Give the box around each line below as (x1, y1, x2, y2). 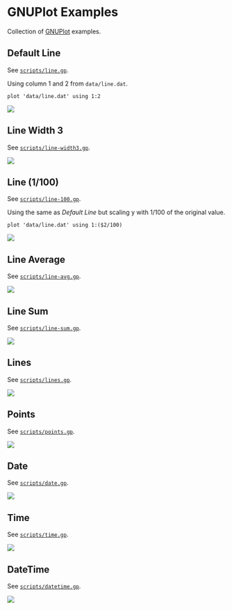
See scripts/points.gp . (7, 427, 75, 435)
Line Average (7, 253, 66, 265)
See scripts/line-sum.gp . (7, 324, 81, 332)
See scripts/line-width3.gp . (7, 143, 90, 152)
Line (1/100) (7, 176, 59, 188)
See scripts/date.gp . (7, 479, 69, 487)
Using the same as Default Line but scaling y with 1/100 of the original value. (7, 208, 226, 216)
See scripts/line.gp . (7, 65, 69, 74)
